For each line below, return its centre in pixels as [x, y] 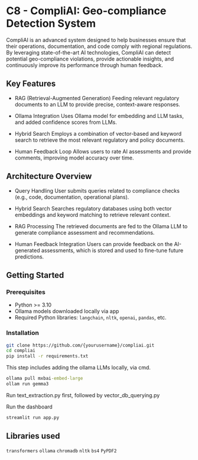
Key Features [31, 84]
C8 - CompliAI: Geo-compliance [86, 11]
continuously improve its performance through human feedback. [85, 65]
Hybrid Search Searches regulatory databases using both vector [93, 208]
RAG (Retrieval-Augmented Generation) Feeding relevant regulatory [97, 98]
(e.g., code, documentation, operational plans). [72, 197]
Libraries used [33, 436]
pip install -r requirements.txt [47, 356]
